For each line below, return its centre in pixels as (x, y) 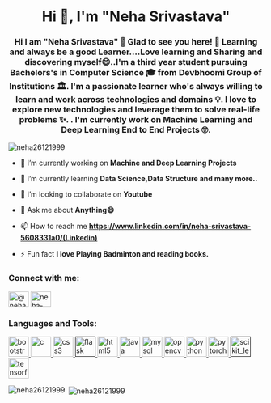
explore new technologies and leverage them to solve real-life (136, 110)
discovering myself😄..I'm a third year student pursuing (136, 62)
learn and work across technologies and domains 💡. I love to (136, 100)
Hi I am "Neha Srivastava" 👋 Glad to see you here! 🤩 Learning (136, 42)
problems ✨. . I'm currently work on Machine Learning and (136, 120)
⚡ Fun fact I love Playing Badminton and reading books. (114, 254)
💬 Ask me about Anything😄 (67, 210)
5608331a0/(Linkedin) (59, 238)
